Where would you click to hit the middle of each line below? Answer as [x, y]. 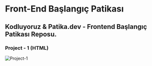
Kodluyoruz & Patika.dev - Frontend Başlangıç [76, 27]
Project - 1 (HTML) [27, 48]
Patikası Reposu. [31, 34]
